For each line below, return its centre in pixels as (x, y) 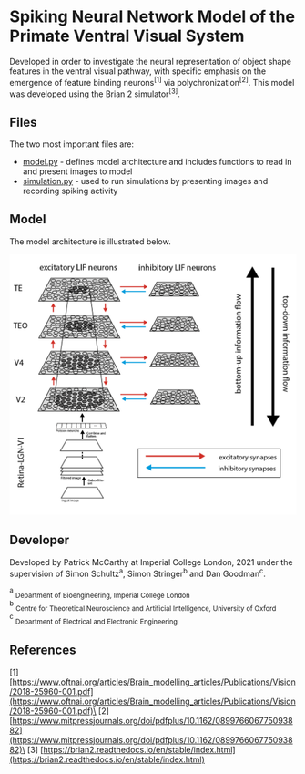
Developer (40, 540)
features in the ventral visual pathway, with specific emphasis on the (138, 71)
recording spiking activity (70, 191)
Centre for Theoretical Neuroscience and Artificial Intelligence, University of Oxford (146, 609)
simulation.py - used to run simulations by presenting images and (145, 181)
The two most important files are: (72, 144)
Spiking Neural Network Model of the (152, 17)
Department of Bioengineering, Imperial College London (102, 595)
